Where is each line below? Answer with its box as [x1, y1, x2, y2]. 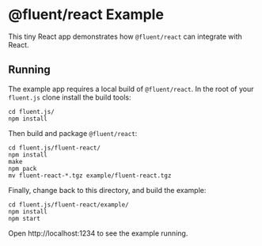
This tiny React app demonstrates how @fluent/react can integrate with [8, 32, 243, 41]
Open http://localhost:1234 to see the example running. [8, 228, 188, 238]
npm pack [8, 165, 37, 172]
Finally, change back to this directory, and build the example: [8, 185, 207, 195]
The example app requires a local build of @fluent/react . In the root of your [8, 84, 254, 93]
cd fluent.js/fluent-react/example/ [8, 200, 129, 209]
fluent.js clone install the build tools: [8, 93, 131, 102]
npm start [8, 214, 41, 222]
